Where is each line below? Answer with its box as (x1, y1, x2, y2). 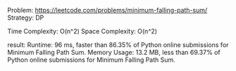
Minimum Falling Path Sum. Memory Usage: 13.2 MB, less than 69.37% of (7, 49, 221, 56)
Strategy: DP (7, 13, 44, 22)
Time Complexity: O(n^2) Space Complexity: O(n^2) (7, 27, 157, 35)
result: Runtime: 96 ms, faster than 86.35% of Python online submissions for (7, 41, 229, 49)
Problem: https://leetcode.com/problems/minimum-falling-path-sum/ (7, 6, 208, 14)
